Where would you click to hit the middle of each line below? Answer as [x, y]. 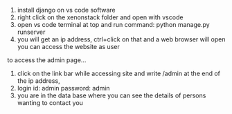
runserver [31, 32]
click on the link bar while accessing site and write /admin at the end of [118, 73]
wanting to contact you [50, 103]
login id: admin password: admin [63, 88]
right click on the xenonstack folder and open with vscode [100, 17]
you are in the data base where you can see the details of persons [111, 95]
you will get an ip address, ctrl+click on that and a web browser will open [121, 39]
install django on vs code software [66, 10]
